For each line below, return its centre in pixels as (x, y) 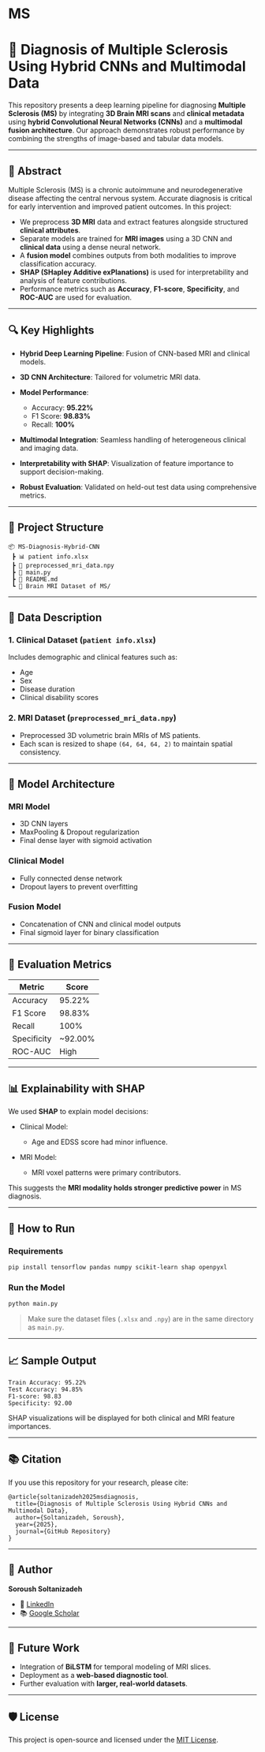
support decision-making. (62, 472)
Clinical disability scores (59, 698)
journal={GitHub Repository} (63, 1531)
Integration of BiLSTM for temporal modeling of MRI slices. (115, 1667)
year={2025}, (37, 1524)
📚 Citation (35, 1459)
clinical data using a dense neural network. (90, 247)
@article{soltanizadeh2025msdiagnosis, (74, 1497)
